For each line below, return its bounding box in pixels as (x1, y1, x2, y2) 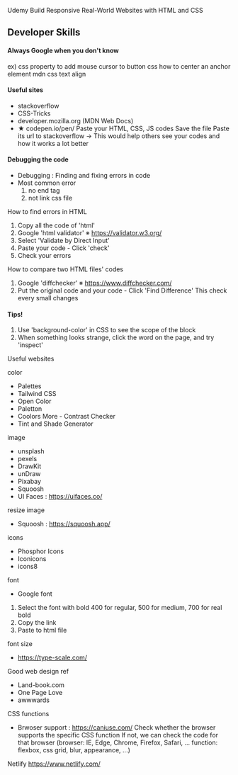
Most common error (17, 179, 76, 187)
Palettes (17, 382, 42, 390)
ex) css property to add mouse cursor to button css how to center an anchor (7, 62, 231, 70)
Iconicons (17, 555, 47, 563)
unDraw (17, 470, 41, 478)
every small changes (17, 294, 79, 302)
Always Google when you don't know (7, 46, 119, 55)
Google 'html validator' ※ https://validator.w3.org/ (17, 229, 162, 237)
